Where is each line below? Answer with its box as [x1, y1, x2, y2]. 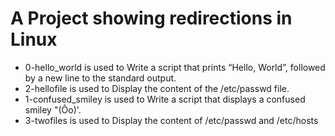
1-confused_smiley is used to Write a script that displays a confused [24, 93, 306, 105]
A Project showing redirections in [10, 7, 293, 30]
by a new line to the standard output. [24, 72, 177, 84]
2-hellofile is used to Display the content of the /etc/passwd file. [24, 82, 290, 94]
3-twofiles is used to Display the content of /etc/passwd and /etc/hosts [24, 114, 319, 126]
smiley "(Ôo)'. [24, 103, 82, 116]
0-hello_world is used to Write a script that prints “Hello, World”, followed [24, 61, 326, 73]
